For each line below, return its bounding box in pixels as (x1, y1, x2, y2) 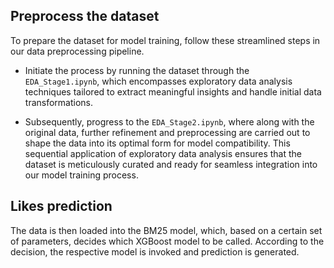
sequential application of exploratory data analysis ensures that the (24, 147, 302, 159)
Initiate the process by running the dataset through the (24, 64, 250, 76)
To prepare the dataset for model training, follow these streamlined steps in (10, 34, 321, 46)
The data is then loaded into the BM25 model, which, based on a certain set (10, 224, 323, 236)
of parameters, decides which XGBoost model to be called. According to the (10, 235, 325, 247)
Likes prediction (10, 198, 113, 215)
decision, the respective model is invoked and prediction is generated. (10, 245, 300, 258)
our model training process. (24, 169, 139, 181)
